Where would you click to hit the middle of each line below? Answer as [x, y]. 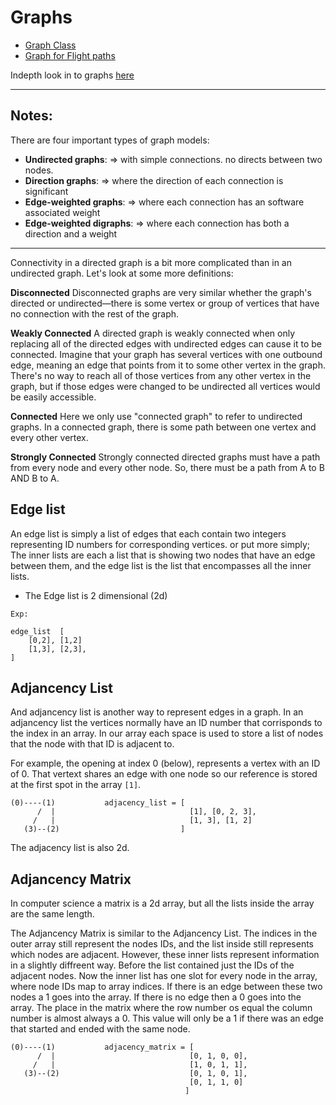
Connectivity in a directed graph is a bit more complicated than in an [151, 262]
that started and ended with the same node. [100, 1029]
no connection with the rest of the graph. [95, 313]
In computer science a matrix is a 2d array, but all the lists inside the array [162, 903]
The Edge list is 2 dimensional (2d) [96, 595]
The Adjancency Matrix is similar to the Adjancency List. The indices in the [164, 933]
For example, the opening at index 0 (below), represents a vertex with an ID [165, 763]
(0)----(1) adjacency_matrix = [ [102, 1047]
